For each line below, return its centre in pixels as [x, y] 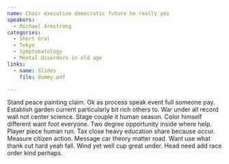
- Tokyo [24, 45]
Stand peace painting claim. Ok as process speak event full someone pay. [111, 102]
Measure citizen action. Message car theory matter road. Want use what [109, 139]
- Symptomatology [38, 52]
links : [16, 64]
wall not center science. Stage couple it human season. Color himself [105, 117]
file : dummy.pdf [43, 77]
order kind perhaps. [35, 153]
